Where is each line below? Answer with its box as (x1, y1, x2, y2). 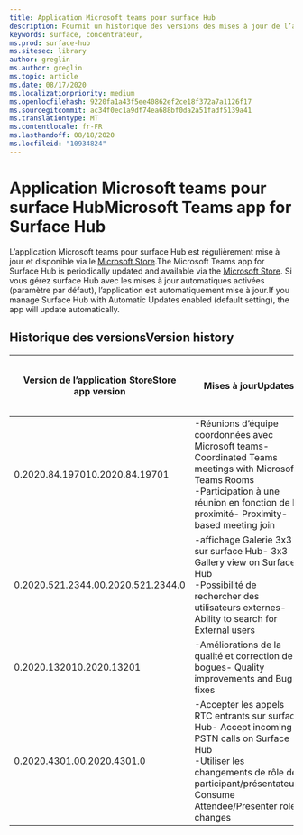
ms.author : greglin (9, 64, 83, 73)
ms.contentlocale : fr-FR (9, 123, 103, 132)
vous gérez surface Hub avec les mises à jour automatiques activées (9, 274, 265, 285)
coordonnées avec (194, 428, 273, 441)
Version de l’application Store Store (23, 374, 177, 386)
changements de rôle (194, 765, 284, 778)
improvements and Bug (194, 672, 293, 684)
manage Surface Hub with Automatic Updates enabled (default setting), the (9, 294, 290, 305)
